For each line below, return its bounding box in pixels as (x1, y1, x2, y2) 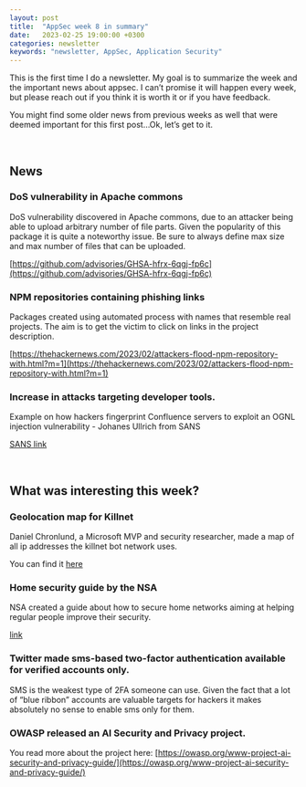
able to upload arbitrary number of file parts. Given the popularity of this (9, 221, 281, 232)
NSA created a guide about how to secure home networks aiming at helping (9, 602, 295, 613)
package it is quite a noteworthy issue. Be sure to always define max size (9, 230, 285, 242)
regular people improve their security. (9, 612, 152, 623)
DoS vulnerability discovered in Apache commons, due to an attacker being (9, 211, 294, 222)
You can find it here (9, 559, 84, 570)
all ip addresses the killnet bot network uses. (9, 540, 178, 552)
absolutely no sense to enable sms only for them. (9, 704, 195, 715)
